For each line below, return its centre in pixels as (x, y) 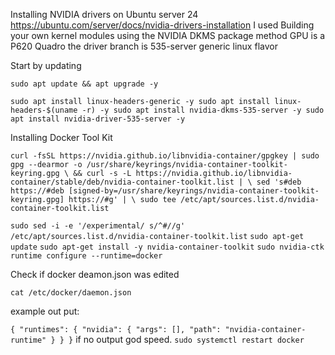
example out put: (45, 311)
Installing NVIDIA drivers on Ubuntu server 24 (104, 14)
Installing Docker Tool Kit (61, 137)
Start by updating (46, 65)
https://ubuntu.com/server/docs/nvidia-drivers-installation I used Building (162, 25)
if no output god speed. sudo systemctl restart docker (190, 339)
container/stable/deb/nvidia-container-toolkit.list (122, 182)
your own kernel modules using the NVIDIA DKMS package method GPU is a (168, 35)
